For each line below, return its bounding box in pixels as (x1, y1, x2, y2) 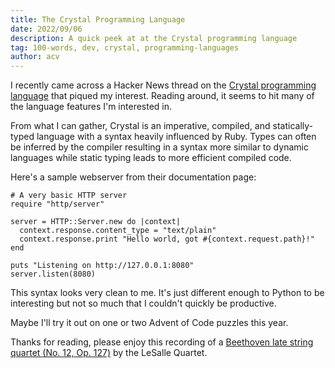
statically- (272, 120, 313, 132)
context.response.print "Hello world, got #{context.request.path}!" (19, 234, 315, 245)
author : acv (10, 52, 60, 62)
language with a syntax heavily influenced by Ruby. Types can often (36, 131, 317, 143)
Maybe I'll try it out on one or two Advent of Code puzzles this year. (10, 317, 289, 329)
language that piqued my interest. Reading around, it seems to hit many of (10, 90, 315, 102)
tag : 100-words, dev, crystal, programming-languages (10, 42, 240, 53)
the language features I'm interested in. (10, 101, 173, 113)
